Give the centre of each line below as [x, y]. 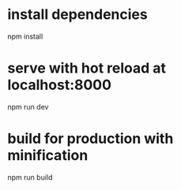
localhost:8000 [60, 85]
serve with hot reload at [87, 68]
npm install [25, 36]
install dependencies [77, 15]
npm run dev [28, 106]
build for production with [90, 139]
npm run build [30, 177]
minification [48, 156]
